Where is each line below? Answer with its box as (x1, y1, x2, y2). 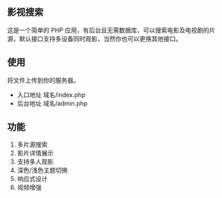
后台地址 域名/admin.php (16, 99, 88, 108)
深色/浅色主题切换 (16, 166, 68, 175)
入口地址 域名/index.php (16, 90, 86, 99)
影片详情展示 (16, 149, 54, 158)
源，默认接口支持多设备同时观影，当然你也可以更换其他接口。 (7, 34, 182, 42)
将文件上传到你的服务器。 (7, 76, 80, 84)
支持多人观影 (16, 158, 54, 166)
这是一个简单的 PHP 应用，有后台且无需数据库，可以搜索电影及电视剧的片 (7, 26, 216, 34)
